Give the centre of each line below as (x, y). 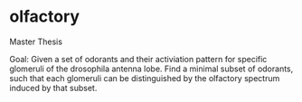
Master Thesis (36, 42)
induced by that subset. (53, 88)
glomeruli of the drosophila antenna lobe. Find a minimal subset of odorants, (151, 69)
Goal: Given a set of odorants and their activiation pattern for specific (138, 59)
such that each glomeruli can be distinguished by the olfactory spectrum (145, 78)
